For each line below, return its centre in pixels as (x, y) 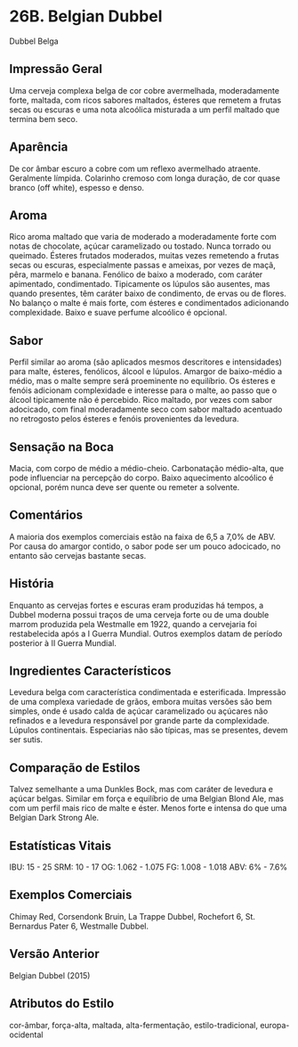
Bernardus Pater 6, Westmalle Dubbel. (79, 926)
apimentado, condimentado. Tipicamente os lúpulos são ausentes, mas (140, 284)
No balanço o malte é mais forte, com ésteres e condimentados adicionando (149, 303)
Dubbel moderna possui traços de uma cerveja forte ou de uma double (139, 614)
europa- (274, 1025)
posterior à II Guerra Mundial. (63, 642)
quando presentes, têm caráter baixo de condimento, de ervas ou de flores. (148, 294)
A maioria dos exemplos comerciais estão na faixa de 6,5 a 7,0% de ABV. (142, 536)
